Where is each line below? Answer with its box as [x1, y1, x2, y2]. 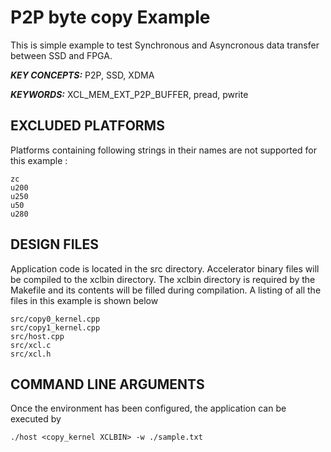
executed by [10, 413, 62, 425]
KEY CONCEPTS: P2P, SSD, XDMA [10, 69, 155, 81]
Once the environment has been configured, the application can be [10, 402, 287, 415]
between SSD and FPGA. [10, 49, 113, 61]
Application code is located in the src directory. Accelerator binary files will [10, 262, 320, 275]
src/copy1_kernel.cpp [10, 322, 101, 333]
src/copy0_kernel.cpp [10, 314, 101, 324]
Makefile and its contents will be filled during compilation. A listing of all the [10, 284, 322, 296]
